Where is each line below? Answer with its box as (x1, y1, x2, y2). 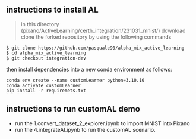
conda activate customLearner (6, 82, 81, 88)
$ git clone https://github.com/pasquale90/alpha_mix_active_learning (6, 45, 185, 51)
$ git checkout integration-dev (6, 55, 86, 61)
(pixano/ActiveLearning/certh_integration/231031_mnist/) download (20, 27, 186, 34)
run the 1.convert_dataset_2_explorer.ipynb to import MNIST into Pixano (14, 119, 190, 127)
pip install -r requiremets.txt (6, 88, 86, 94)
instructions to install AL (6, 5, 99, 15)
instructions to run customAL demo (6, 104, 141, 114)
